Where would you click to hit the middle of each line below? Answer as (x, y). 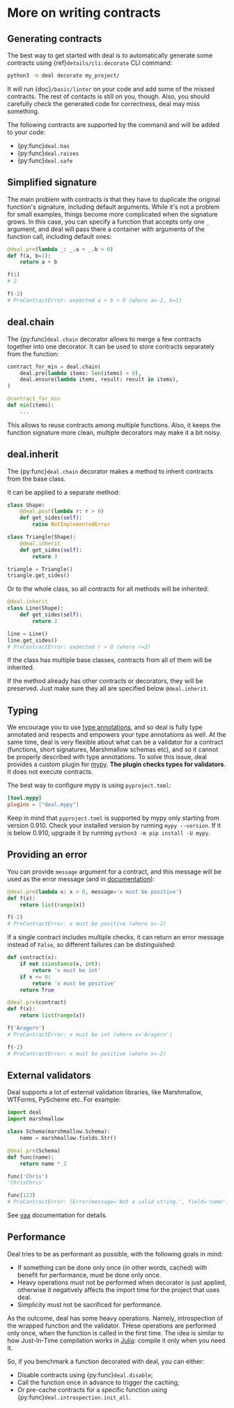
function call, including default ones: (60, 236)
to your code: (26, 132)
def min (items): (31, 405)
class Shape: (26, 505)
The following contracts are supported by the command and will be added (114, 124)
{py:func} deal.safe (45, 160)
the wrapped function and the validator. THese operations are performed (112, 1326)
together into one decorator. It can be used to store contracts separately (111, 346)
